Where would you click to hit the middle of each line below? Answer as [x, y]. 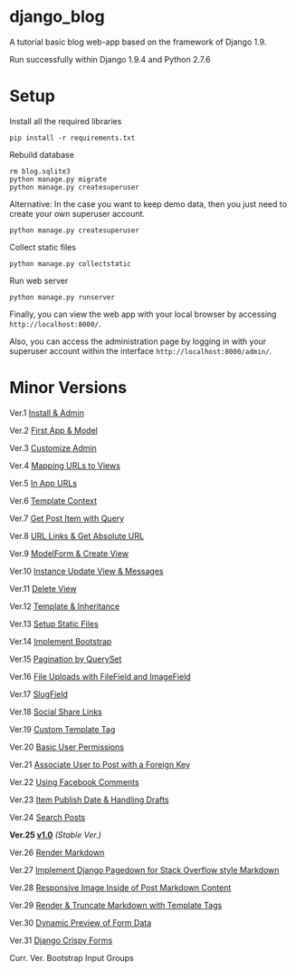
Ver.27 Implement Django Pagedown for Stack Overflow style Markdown [144, 869]
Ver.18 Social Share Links [56, 712]
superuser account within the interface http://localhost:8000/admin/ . [141, 350]
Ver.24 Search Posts [48, 817]
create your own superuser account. [77, 213]
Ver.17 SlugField [38, 694]
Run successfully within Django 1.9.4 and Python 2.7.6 [110, 59]
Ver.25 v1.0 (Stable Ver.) [56, 835]
